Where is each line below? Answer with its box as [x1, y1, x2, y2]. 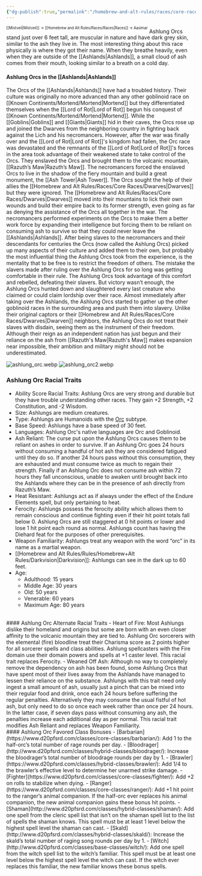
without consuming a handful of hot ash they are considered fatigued [14, 447, 187, 455]
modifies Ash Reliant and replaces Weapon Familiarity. [6, 722, 141, 729]
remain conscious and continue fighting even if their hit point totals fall [14, 511, 190, 518]
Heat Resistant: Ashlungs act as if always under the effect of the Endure [14, 492, 194, 499]
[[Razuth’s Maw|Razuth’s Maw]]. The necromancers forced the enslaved [6, 163, 185, 171]
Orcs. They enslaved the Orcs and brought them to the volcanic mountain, [6, 157, 189, 165]
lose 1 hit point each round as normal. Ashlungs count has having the [14, 524, 186, 531]
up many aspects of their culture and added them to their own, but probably [6, 247, 194, 254]
